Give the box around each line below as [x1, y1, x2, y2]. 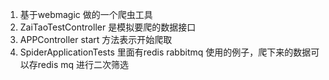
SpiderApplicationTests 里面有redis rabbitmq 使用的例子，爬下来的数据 [19, 46, 312, 58]
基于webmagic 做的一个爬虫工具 [19, 9, 153, 20]
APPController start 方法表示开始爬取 [19, 34, 173, 45]
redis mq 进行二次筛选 [37, 59, 130, 70]
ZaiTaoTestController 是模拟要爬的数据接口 [19, 21, 197, 33]
